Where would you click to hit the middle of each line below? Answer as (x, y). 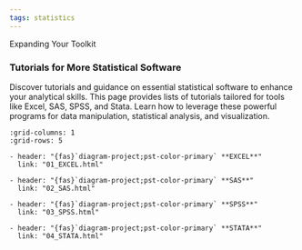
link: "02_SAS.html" (56, 188)
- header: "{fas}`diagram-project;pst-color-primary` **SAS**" (132, 180)
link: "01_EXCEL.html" (60, 165)
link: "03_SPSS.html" (59, 212)
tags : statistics (42, 18)
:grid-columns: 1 (42, 133)
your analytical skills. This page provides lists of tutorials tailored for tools (147, 96)
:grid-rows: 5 (36, 140)
